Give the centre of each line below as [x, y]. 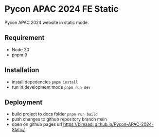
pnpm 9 [19, 55]
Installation [22, 70]
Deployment [24, 102]
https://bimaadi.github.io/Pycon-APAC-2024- [109, 124]
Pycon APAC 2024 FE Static [62, 9]
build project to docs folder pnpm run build [54, 114]
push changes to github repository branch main [59, 119]
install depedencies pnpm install [45, 82]
